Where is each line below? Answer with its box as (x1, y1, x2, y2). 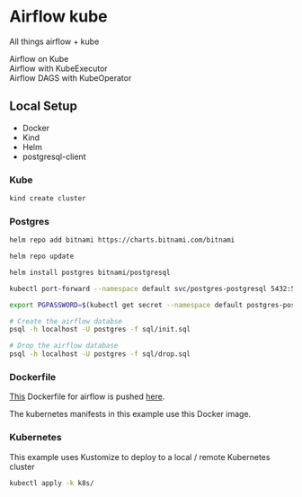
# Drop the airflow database (9, 342, 119, 351)
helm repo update (9, 252, 75, 262)
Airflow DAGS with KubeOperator (9, 72, 132, 83)
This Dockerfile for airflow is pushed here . (9, 391, 165, 402)
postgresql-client (22, 151, 86, 162)
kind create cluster (9, 194, 87, 203)
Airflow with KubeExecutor (9, 63, 108, 74)
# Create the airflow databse (9, 316, 123, 325)
